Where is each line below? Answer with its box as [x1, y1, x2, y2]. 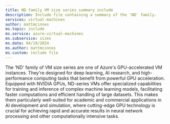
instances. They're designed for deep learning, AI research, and [5, 69, 140, 76]
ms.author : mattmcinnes [5, 45, 56, 51]
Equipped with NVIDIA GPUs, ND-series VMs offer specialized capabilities [5, 80, 162, 87]
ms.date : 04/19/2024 [5, 41, 50, 46]
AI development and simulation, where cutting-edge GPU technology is [5, 102, 155, 108]
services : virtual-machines [5, 17, 66, 22]
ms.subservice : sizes [5, 36, 52, 41]
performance [5, 75, 33, 81]
